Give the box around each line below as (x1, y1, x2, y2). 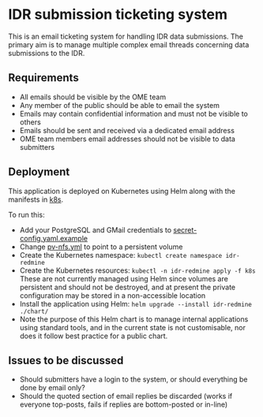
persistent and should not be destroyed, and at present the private (19, 282, 235, 292)
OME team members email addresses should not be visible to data (19, 134, 235, 143)
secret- (173, 225, 197, 234)
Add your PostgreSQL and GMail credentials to (19, 225, 172, 234)
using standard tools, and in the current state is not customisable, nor (19, 322, 246, 332)
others (19, 117, 41, 127)
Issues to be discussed (8, 353, 124, 367)
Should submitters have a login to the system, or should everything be (19, 374, 248, 384)
